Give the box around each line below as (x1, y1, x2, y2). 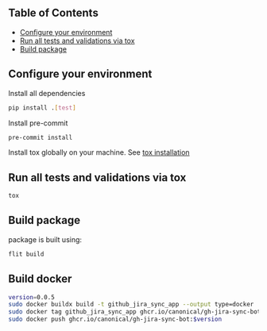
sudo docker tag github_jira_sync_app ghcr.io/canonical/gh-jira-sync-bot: (8, 308, 265, 316)
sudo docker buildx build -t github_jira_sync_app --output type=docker (8, 301, 254, 309)
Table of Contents (8, 6, 99, 20)
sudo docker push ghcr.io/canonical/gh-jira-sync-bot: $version (8, 315, 222, 324)
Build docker (8, 272, 72, 286)
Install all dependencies (8, 88, 86, 98)
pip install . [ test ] (8, 103, 77, 112)
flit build (8, 250, 44, 258)
